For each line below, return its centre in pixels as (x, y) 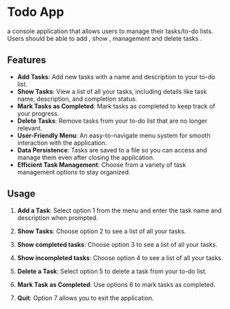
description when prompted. (58, 217)
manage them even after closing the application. (86, 157)
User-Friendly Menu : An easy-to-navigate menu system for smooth (114, 135)
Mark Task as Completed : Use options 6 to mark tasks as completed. (116, 284)
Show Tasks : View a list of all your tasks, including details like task (112, 91)
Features (27, 60)
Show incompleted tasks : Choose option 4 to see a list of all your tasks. (120, 258)
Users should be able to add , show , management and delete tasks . (105, 38)
